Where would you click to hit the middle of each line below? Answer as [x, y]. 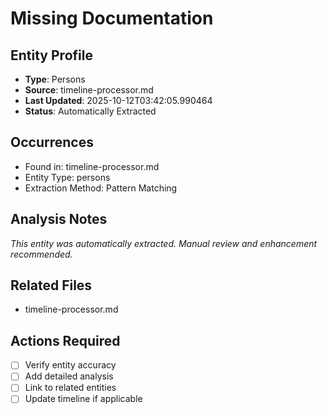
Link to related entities [70, 388]
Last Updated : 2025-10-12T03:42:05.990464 [118, 100]
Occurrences [52, 142]
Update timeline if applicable [83, 399]
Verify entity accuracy [70, 365]
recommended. [41, 254]
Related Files [51, 285]
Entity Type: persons [67, 177]
